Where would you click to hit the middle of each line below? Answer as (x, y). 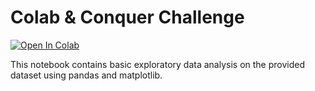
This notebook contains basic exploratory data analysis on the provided (158, 64)
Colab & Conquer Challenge (127, 17)
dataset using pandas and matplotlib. (86, 75)
